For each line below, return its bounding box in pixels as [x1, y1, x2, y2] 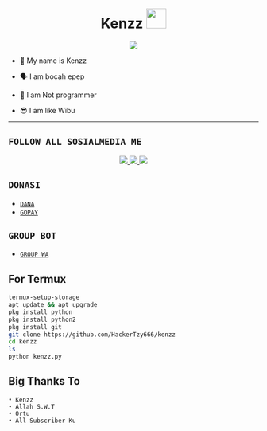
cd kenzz [8, 338, 37, 346]
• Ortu [8, 409, 30, 417]
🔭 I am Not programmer [19, 90, 97, 100]
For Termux [8, 272, 67, 286]
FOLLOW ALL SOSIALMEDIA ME [8, 136, 142, 147]
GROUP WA [19, 251, 49, 259]
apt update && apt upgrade [8, 301, 98, 309]
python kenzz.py [8, 353, 62, 361]
